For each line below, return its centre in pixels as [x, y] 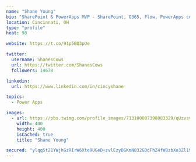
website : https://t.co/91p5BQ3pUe [48, 44]
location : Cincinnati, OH [37, 22]
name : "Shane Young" [31, 11]
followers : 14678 [32, 71]
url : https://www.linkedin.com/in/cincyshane [68, 86]
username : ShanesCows [38, 59]
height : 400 [31, 129]
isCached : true [35, 135]
